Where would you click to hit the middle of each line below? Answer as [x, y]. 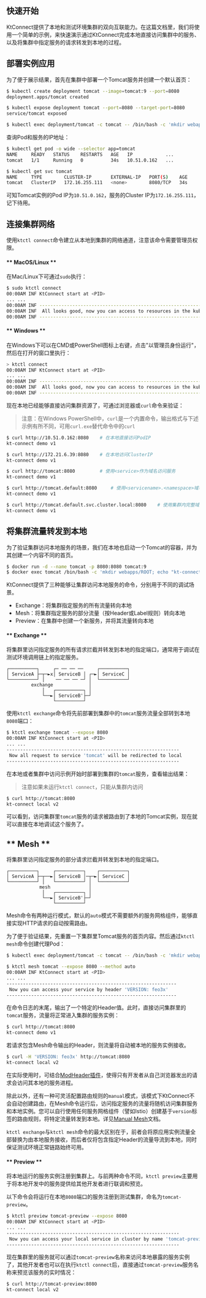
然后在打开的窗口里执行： [39, 352]
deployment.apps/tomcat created [48, 97]
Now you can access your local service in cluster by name [86, 1239]
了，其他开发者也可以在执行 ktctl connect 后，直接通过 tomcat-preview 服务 [100, 1265]
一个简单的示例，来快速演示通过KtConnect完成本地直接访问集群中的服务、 [105, 34]
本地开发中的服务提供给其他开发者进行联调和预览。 [81, 1184]
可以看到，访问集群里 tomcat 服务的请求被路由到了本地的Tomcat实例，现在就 [102, 817]
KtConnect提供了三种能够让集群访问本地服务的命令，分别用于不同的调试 [97, 585]
